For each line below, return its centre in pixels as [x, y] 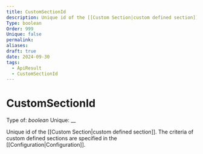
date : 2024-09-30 [28, 57]
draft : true [21, 51]
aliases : [17, 46]
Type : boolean [24, 23]
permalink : [20, 40]
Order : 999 [20, 29]
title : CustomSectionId [36, 12]
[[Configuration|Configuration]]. [46, 145]
